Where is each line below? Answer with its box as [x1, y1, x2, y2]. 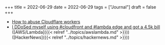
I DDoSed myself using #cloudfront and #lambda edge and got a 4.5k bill [11, 24, 160, 30]
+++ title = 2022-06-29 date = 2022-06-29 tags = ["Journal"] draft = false [4, 4, 157, 10]
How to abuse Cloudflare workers [11, 19, 81, 24]
